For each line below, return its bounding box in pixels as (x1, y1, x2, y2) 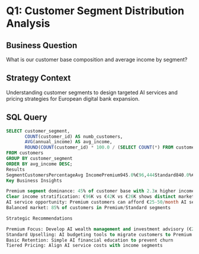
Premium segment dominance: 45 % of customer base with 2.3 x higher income (6, 188, 195, 194)
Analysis (6, 17, 50, 30)
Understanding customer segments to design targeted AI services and (6, 89, 178, 96)
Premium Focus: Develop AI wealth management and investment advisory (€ (6, 226, 192, 232)
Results (6, 166, 25, 172)
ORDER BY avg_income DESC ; (6, 161, 73, 167)
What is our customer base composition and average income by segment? (6, 56, 188, 63)
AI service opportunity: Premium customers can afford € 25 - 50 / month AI (6, 200, 187, 205)
